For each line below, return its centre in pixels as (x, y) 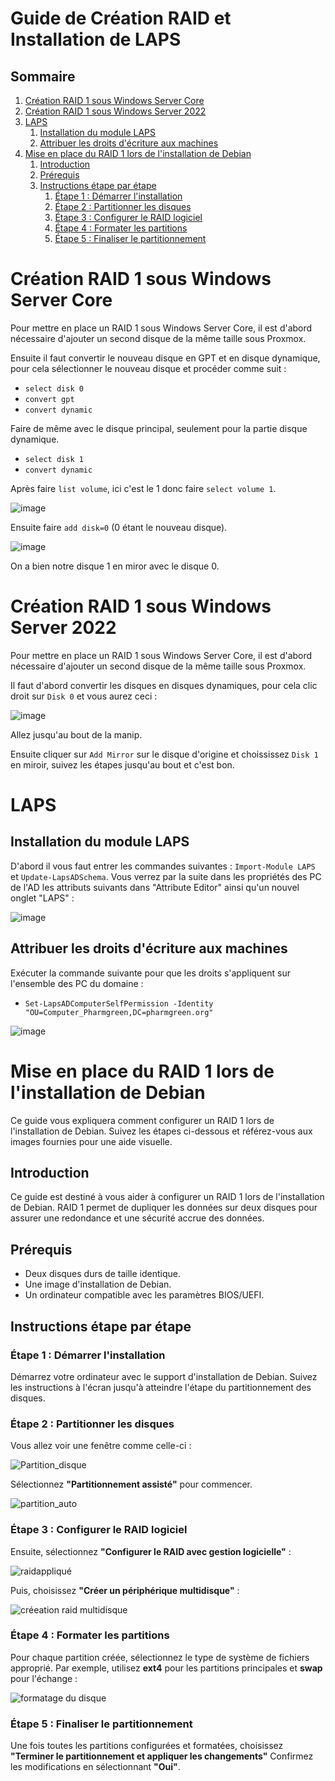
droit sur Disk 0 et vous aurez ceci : (84, 696)
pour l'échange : (44, 1678)
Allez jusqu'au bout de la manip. (76, 734)
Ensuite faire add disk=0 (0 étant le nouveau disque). (119, 527)
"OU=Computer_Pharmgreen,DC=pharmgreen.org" (119, 1012)
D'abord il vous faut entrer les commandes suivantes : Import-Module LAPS (163, 866)
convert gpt (49, 399)
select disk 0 (54, 388)
